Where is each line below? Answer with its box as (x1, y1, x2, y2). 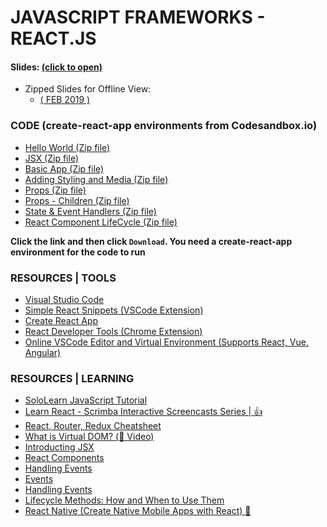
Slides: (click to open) (10, 61, 103, 73)
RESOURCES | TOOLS (10, 271, 117, 285)
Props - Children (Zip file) (24, 194, 130, 206)
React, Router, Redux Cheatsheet (24, 420, 162, 432)
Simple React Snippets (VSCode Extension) (24, 304, 204, 316)
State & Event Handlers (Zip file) (24, 205, 157, 217)
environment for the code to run (10, 246, 146, 258)
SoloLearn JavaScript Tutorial (24, 394, 148, 406)
